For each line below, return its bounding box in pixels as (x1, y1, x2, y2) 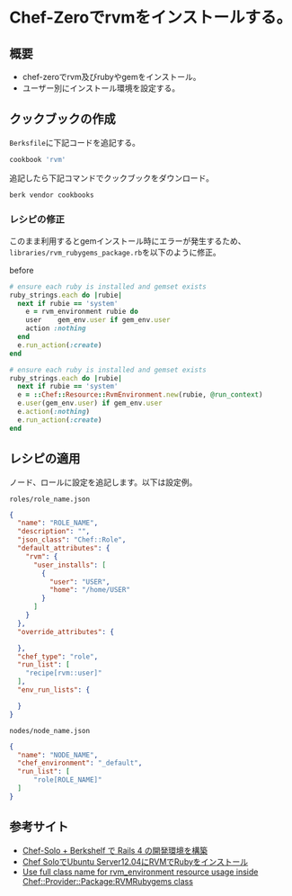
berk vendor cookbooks (9, 190, 94, 200)
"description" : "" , (17, 527, 91, 536)
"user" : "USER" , (49, 577, 111, 587)
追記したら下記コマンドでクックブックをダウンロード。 (9, 172, 214, 184)
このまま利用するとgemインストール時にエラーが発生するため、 (9, 235, 246, 246)
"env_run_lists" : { (17, 685, 91, 694)
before (9, 264, 34, 275)
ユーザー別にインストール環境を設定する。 (22, 83, 181, 94)
